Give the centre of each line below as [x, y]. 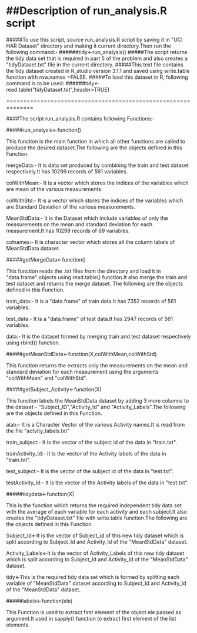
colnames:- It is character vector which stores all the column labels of [91, 242]
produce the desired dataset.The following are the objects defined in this [94, 148]
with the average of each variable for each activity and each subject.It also [96, 511]
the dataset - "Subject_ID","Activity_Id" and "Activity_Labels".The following [96, 407]
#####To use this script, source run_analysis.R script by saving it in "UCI [95, 39]
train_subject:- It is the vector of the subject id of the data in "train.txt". [92, 442]
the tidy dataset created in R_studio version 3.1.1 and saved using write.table [98, 71]
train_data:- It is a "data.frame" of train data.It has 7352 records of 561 [91, 301]
